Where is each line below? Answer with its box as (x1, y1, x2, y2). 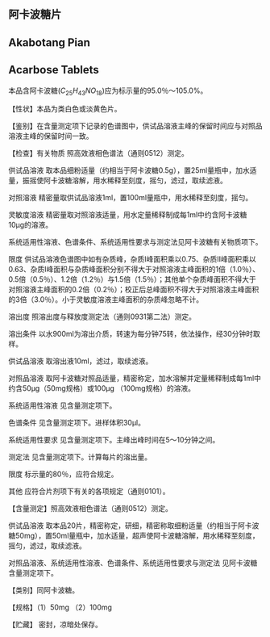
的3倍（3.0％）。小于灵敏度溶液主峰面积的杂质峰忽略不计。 (8, 295, 204, 304)
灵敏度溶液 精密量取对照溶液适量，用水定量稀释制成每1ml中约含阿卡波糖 (8, 210, 247, 220)
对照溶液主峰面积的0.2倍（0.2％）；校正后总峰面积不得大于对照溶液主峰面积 (8, 285, 260, 295)
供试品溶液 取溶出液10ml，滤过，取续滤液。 (8, 356, 153, 366)
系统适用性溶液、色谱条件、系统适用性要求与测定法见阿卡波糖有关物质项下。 (8, 237, 263, 247)
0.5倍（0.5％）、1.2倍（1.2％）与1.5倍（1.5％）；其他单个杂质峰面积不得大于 (8, 274, 256, 284)
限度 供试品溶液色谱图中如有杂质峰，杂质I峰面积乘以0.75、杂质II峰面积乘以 (8, 254, 256, 264)
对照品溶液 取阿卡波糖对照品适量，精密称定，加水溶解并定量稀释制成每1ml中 (8, 374, 262, 383)
